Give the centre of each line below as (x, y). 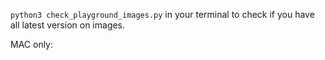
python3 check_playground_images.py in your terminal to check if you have (162, 14)
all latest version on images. (68, 25)
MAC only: (32, 44)
